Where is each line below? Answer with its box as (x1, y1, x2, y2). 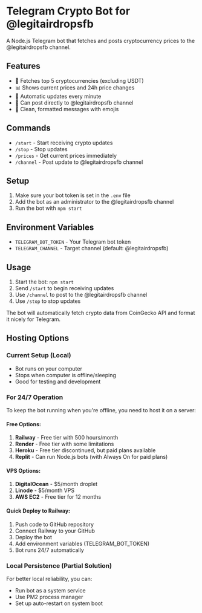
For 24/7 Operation (6, 393, 64, 401)
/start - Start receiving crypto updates (15, 139, 113, 146)
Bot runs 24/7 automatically (15, 546, 85, 554)
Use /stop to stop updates (15, 297, 81, 305)
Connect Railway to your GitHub (15, 527, 96, 534)
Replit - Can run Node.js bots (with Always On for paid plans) (15, 453, 168, 461)
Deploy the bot (15, 533, 53, 540)
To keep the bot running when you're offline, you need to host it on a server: (6, 406, 197, 414)
